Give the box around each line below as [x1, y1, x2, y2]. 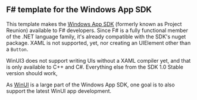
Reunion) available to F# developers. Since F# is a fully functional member [6, 27, 189, 34]
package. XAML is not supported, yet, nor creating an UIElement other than [6, 39, 191, 46]
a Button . [6, 46, 29, 53]
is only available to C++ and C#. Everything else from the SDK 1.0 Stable [6, 63, 183, 70]
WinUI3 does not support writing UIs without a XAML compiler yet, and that [6, 57, 191, 64]
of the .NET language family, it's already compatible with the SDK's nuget [6, 33, 186, 40]
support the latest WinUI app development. [6, 87, 112, 94]
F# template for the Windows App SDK [6, 5, 152, 15]
